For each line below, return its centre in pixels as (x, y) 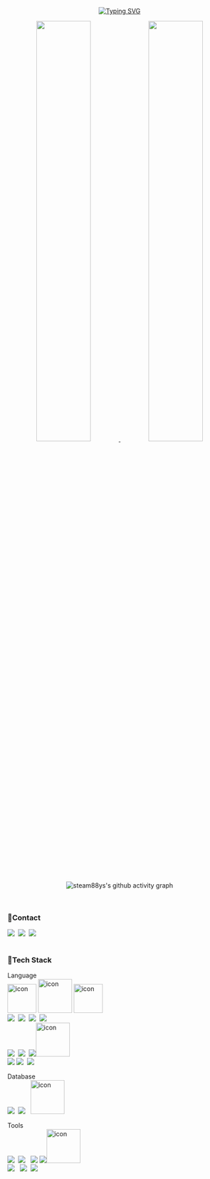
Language (22, 975)
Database (21, 1076)
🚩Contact (24, 918)
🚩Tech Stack (30, 960)
